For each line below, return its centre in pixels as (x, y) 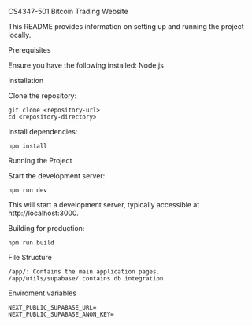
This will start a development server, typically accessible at (104, 205)
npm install (28, 146)
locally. (20, 35)
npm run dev (28, 190)
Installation (26, 81)
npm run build (31, 243)
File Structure (30, 257)
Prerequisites (30, 50)
